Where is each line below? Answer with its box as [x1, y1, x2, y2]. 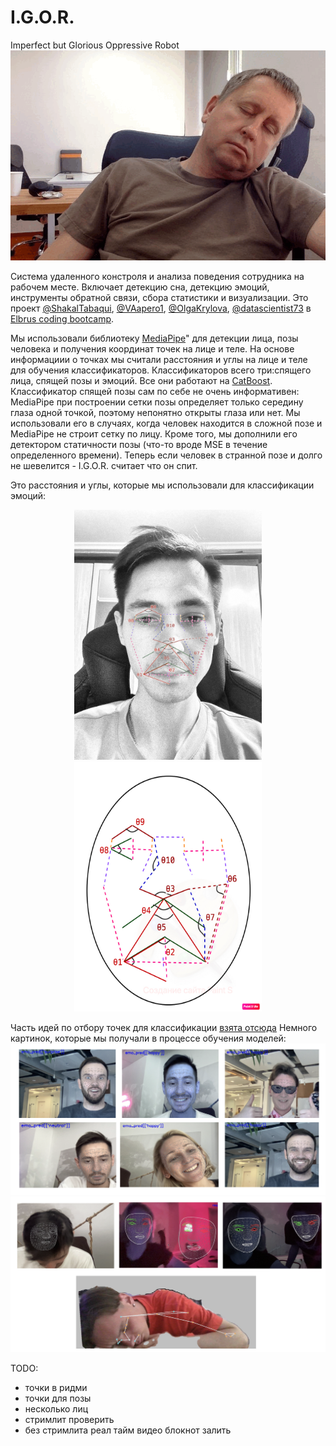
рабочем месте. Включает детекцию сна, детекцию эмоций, [10, 281, 270, 293]
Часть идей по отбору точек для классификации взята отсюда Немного [10, 1021, 318, 1033]
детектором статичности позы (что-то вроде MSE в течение [10, 438, 268, 450]
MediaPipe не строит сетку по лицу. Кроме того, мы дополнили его [10, 427, 298, 440]
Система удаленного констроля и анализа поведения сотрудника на [10, 270, 305, 282]
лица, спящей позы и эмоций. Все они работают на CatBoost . [10, 374, 273, 386]
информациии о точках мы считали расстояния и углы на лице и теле [10, 353, 308, 365]
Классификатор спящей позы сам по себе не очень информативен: [10, 385, 300, 397]
